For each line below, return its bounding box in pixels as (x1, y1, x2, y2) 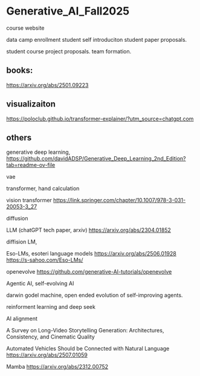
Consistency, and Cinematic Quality (6, 333, 95, 340)
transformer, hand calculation (6, 185, 80, 192)
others (6, 132, 32, 143)
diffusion (6, 215, 28, 222)
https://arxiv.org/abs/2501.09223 (6, 81, 89, 88)
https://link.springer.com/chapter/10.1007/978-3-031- (53, 197, 186, 204)
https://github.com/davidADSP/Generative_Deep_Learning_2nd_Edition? (6, 155, 186, 162)
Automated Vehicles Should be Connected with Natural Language (6, 345, 170, 352)
